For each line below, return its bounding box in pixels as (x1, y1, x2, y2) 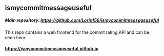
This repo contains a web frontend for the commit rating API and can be (5, 29, 150, 35)
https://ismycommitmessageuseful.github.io (5, 45, 99, 51)
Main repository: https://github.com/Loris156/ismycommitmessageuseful (5, 17, 159, 23)
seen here (5, 35, 25, 41)
